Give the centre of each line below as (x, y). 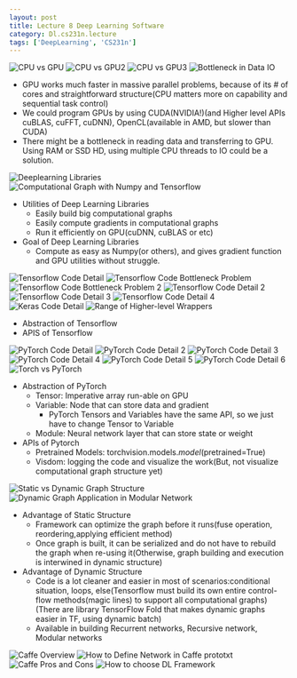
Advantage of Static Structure (76, 515)
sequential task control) (65, 104)
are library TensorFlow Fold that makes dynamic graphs (164, 610)
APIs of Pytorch (51, 443)
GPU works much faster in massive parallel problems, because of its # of (155, 84)
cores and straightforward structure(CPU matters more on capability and (155, 94)
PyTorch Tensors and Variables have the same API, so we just (161, 415)
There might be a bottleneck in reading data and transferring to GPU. (148, 141)
